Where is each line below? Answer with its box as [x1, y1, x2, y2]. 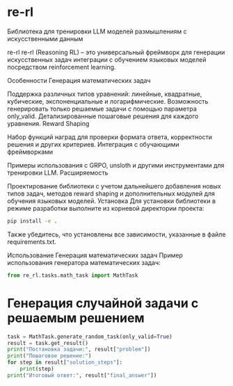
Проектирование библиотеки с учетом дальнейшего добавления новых [7, 182, 221, 190]
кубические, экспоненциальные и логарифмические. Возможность [7, 97, 209, 105]
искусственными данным [7, 34, 83, 42]
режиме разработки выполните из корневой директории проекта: [7, 204, 204, 212]
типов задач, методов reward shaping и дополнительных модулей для [7, 189, 216, 198]
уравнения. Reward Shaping [7, 119, 90, 127]
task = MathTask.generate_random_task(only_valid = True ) [7, 333, 172, 340]
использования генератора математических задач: [7, 258, 161, 266]
